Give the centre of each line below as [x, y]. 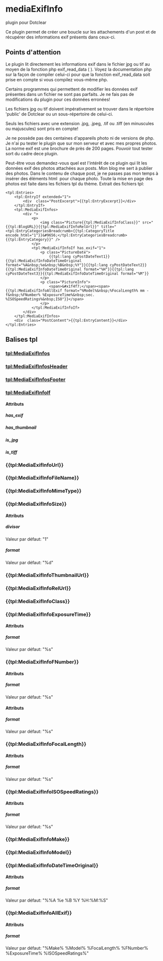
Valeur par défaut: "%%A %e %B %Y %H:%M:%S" [57, 900]
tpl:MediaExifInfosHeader [37, 366]
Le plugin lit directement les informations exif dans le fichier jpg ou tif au [78, 64]
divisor [13, 527]
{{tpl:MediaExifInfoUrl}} [35, 465]
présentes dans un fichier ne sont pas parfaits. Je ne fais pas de [70, 94]
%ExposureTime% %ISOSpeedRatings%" [47, 953]
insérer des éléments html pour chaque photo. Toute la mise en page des [79, 178]
